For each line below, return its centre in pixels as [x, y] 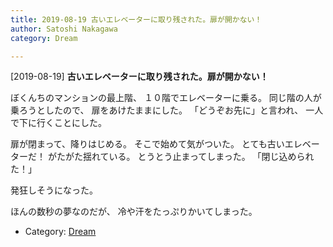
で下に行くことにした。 [58, 123]
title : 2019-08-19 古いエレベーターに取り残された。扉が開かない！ [136, 19]
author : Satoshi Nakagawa [64, 29]
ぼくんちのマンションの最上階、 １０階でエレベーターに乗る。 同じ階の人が [166, 98]
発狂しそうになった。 [54, 190]
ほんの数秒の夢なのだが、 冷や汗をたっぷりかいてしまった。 [134, 212]
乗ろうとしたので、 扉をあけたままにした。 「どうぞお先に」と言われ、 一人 [167, 110]
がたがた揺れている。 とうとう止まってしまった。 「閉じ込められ [181, 157]
